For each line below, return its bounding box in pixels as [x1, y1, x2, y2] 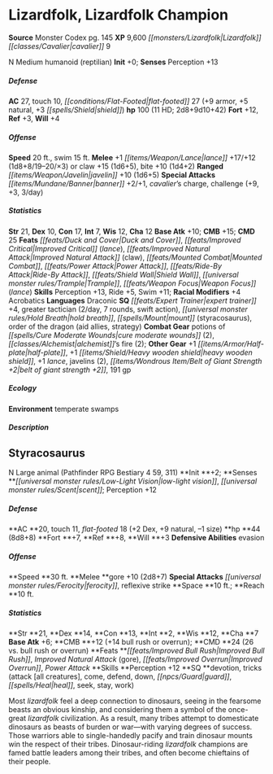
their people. [8, 757, 51, 767]
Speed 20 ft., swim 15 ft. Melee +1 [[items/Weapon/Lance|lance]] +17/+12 [8, 152, 256, 162]
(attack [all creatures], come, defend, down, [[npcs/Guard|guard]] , [8, 671, 232, 681]
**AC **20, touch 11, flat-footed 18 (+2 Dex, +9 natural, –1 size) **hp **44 [8, 524, 261, 534]
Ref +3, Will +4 [8, 113, 60, 123]
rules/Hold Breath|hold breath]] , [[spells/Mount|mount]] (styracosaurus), [8, 313, 253, 322]
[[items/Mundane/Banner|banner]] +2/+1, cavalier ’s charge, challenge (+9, [8, 178, 259, 188]
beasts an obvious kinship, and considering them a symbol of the [8, 705, 227, 715]
